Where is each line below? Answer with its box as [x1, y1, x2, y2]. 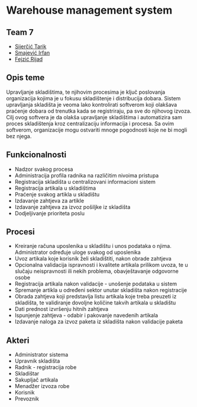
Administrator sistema [14, 351, 69, 358]
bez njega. [6, 132, 32, 139]
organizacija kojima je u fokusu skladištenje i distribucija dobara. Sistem [6, 94, 181, 101]
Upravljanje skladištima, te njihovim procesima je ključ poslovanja [6, 88, 166, 96]
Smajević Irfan [14, 49, 50, 56]
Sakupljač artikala [14, 376, 58, 383]
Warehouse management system [6, 4, 173, 17]
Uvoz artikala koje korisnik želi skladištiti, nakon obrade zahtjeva [14, 255, 172, 262]
